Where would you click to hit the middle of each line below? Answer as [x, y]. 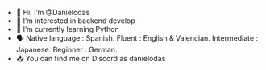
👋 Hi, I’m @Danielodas [53, 12]
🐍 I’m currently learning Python [67, 29]
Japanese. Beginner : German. [66, 49]
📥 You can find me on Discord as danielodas [91, 58]
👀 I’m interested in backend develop [75, 21]
